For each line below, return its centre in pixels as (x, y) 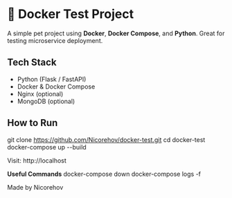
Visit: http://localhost (37, 160)
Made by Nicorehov (35, 187)
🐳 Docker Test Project (70, 14)
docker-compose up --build (47, 147)
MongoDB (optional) (46, 101)
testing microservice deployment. (55, 40)
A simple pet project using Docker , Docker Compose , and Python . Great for (116, 33)
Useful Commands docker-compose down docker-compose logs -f (104, 174)
